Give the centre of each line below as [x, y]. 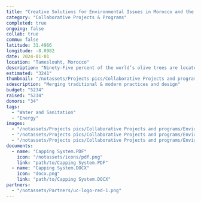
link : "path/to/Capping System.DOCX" [64, 180]
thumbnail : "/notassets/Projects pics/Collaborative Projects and [91, 79]
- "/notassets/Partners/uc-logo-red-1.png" [66, 190]
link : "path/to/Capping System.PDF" [63, 163]
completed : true [26, 23]
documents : [20, 146]
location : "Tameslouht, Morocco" [48, 62]
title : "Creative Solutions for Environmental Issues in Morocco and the [100, 12]
